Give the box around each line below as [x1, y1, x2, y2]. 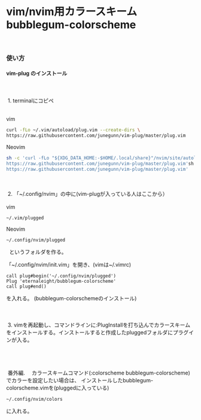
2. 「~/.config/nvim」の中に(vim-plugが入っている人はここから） [7, 191, 168, 198]
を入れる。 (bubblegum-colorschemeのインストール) [6, 295, 137, 302]
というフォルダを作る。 [8, 249, 67, 256]
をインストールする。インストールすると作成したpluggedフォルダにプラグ [6, 329, 189, 336]
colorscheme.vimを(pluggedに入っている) [6, 384, 109, 392]
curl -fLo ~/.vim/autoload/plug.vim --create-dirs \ [6, 127, 141, 133]
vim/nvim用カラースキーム [6, 5, 138, 19]
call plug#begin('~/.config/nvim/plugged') [6, 273, 117, 279]
